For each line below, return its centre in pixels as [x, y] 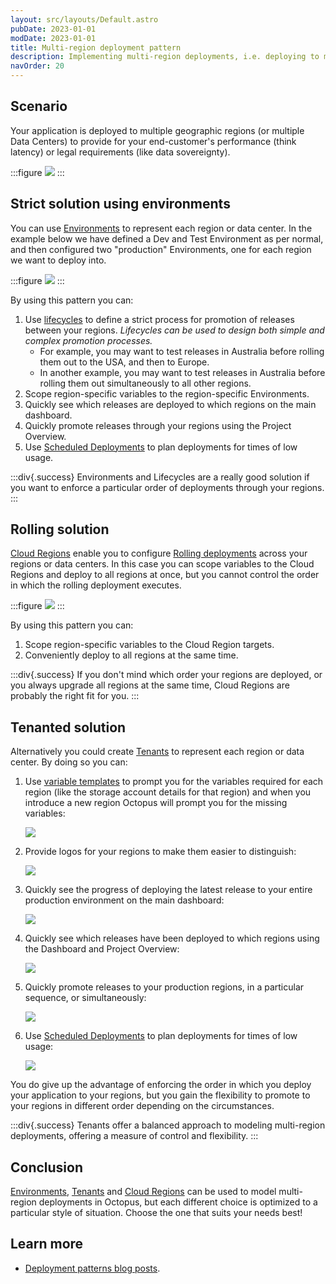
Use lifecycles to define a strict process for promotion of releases [159, 319]
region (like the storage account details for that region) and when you [168, 792]
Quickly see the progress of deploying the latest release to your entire [168, 890]
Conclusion [47, 1167]
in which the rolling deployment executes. [96, 585]
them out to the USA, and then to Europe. [124, 362]
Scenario [39, 106]
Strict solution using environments [120, 204]
